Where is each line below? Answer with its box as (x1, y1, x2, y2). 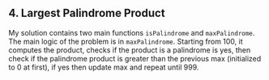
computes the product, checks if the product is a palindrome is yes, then (8, 44, 251, 55)
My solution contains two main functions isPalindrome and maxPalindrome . (8, 27, 255, 37)
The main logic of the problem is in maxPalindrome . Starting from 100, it (8, 36, 243, 46)
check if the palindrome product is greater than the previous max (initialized (8, 53, 262, 63)
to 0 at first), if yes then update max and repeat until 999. (8, 62, 199, 72)
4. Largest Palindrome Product (8, 6, 165, 20)
